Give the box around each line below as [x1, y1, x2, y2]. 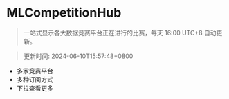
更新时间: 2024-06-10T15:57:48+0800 [23, 52, 134, 60]
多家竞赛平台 [16, 66, 53, 75]
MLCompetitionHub [6, 5, 122, 21]
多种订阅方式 [16, 75, 53, 84]
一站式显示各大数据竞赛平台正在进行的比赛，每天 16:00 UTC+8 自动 [23, 28, 217, 37]
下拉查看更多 [16, 84, 53, 92]
